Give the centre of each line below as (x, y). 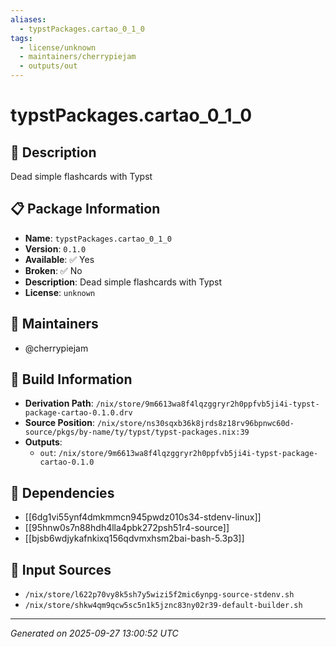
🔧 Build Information (71, 379)
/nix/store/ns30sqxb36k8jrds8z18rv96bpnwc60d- (195, 424)
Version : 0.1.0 (55, 248)
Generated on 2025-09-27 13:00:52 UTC (94, 633)
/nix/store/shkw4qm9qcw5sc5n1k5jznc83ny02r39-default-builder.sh (163, 606)
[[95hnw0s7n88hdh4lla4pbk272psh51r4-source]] (127, 528)
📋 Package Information (85, 209)
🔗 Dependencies (62, 492)
